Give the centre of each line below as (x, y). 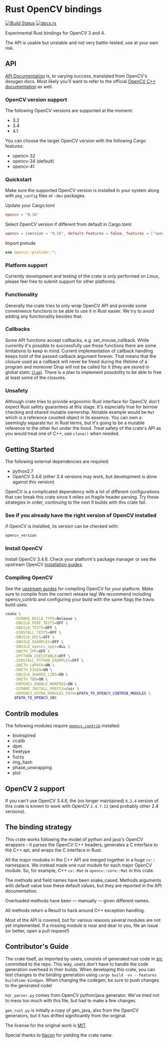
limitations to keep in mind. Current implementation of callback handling (79, 351)
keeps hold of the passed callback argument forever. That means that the (81, 356)
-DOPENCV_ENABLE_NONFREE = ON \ (46, 684)
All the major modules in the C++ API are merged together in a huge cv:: (80, 860)
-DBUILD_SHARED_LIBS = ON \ (41, 675)
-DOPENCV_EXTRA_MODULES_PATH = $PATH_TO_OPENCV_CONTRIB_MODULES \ (82, 693)
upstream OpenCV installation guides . (44, 564)
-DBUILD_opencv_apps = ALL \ (42, 646)
